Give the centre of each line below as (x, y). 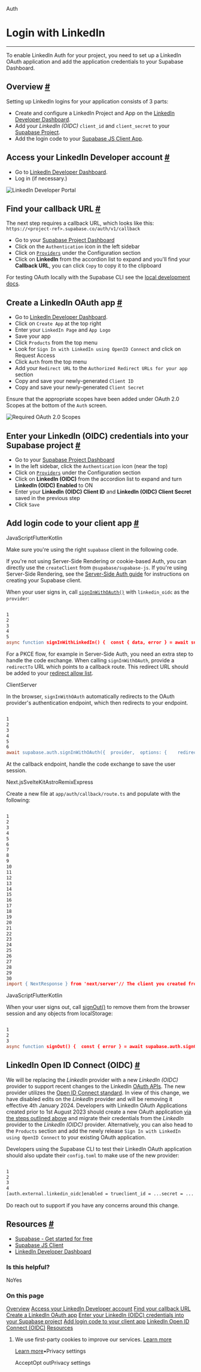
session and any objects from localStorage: (60, 1014)
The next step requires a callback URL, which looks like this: (80, 223)
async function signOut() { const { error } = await (75, 1046)
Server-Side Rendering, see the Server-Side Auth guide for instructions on (98, 574)
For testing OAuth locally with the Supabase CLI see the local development (98, 277)
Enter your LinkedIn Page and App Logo (63, 330)
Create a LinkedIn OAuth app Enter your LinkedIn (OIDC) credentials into (95, 1315)
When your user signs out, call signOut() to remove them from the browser (98, 1007)
